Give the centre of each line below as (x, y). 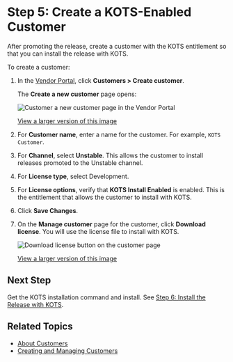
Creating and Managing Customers (67, 351)
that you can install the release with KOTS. (68, 54)
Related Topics (40, 327)
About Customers (42, 343)
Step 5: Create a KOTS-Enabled (99, 12)
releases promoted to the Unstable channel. (80, 163)
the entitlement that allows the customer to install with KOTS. (105, 197)
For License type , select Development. (73, 176)
